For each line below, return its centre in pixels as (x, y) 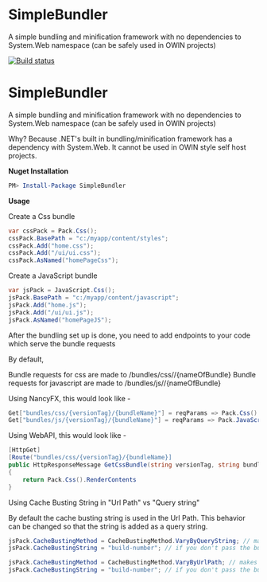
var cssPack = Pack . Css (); (53, 231)
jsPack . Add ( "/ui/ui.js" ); (51, 312)
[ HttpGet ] (25, 450)
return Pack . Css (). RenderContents (79, 479)
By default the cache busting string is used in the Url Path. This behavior (127, 518)
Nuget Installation (39, 171)
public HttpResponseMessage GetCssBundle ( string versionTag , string (124, 465)
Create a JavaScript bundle (53, 275)
